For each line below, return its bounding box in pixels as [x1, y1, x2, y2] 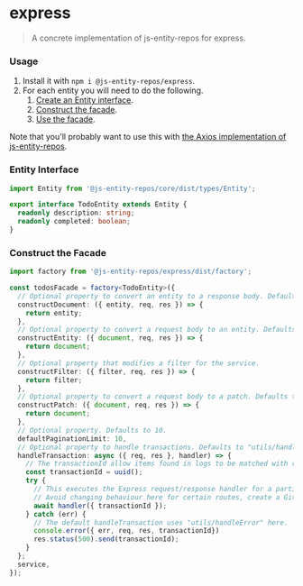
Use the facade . [35, 114, 96, 124]
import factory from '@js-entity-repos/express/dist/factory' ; [9, 267, 252, 277]
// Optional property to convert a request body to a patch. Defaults [17, 392, 289, 401]
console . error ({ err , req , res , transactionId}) [32, 526, 220, 536]
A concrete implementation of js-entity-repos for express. [31, 32, 246, 43]
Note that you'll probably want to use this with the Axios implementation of [9, 132, 287, 142]
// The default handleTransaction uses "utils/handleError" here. [32, 517, 289, 527]
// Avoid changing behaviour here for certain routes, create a [32, 492, 280, 502]
